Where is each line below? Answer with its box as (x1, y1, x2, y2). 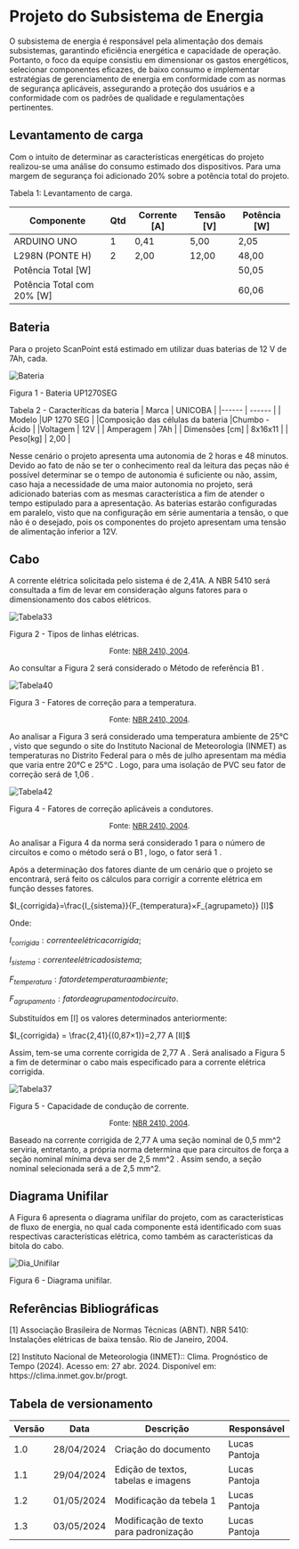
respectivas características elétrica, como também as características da (9, 1231, 274, 1242)
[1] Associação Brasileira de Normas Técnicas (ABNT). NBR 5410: (9, 1325, 249, 1335)
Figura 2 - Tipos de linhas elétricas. (9, 629, 140, 640)
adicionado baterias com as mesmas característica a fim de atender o (9, 488, 265, 499)
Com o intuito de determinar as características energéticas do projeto (9, 151, 264, 162)
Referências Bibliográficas (9, 1300, 159, 1316)
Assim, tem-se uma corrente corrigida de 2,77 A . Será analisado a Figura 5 (9, 1047, 286, 1057)
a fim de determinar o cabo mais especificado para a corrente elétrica (9, 1056, 266, 1067)
